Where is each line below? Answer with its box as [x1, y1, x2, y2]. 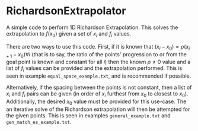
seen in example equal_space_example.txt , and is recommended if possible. [6, 72, 191, 79]
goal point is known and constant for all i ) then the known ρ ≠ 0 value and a [6, 58, 191, 66]
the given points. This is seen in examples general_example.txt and [6, 111, 171, 119]
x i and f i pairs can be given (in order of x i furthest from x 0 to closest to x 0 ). [6, 90, 189, 98]
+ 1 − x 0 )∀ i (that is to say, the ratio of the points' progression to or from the [6, 50, 187, 59]
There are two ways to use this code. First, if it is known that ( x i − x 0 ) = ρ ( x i [6, 43, 190, 52]
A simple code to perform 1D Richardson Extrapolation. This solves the [6, 24, 178, 31]
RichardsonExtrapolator [6, 4, 126, 18]
